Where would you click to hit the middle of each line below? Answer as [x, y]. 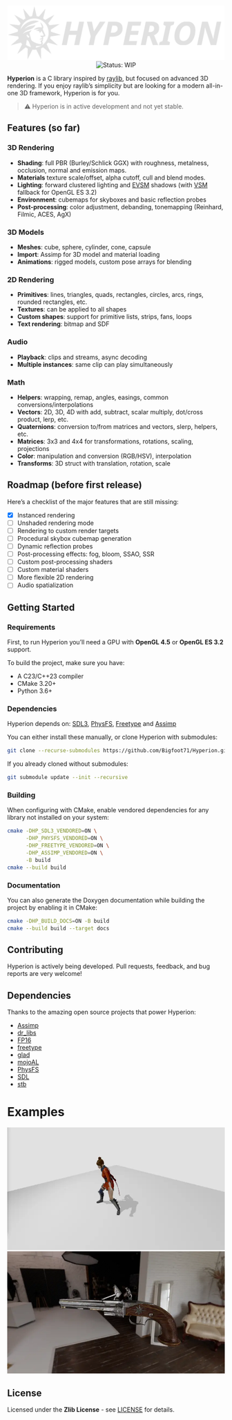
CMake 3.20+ [37, 683]
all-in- [214, 86]
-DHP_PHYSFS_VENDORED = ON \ [64, 838]
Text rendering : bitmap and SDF [63, 324]
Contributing [35, 950]
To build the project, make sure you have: [66, 663]
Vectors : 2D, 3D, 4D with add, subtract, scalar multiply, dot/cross [110, 412]
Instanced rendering [46, 515]
